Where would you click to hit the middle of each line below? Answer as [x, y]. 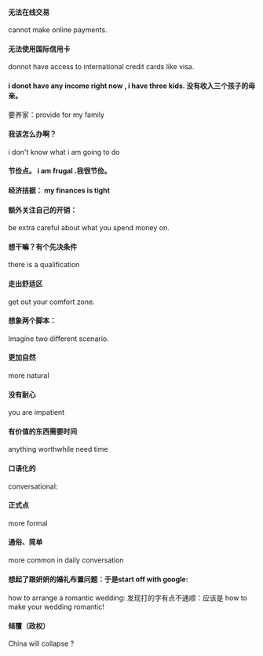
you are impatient [37, 412]
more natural [29, 376]
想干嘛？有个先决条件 [42, 247]
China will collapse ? [41, 643]
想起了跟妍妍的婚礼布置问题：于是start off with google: [98, 579]
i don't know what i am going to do [64, 152]
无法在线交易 [29, 12]
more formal [28, 523]
